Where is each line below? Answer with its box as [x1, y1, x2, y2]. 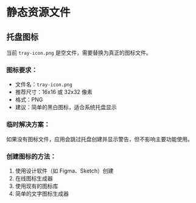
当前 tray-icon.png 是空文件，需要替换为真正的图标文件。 [6, 49, 152, 56]
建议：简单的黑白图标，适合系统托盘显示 [15, 104, 117, 111]
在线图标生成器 [15, 174, 53, 182]
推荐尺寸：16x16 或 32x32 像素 [15, 88, 93, 96]
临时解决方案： [6, 120, 51, 129]
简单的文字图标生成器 [15, 190, 69, 197]
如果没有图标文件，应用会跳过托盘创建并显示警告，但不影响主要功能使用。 [6, 135, 193, 143]
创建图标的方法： [6, 152, 57, 160]
